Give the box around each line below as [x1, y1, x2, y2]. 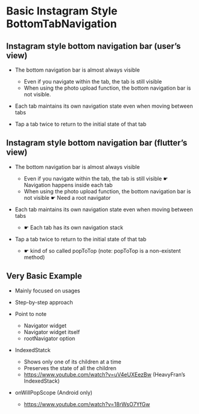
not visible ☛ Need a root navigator [23, 194, 111, 201]
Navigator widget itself [23, 328, 80, 335]
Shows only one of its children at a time [23, 358, 122, 365]
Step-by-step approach [14, 298, 73, 306]
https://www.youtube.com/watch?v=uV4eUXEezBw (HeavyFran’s [23, 371, 186, 378]
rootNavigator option [23, 335, 76, 342]
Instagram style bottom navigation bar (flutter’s [6, 138, 188, 148]
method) [23, 253, 45, 261]
